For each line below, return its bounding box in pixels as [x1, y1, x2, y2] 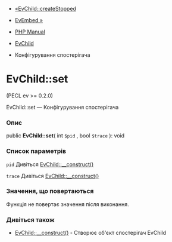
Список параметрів [6, 147, 67, 155]
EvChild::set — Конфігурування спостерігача [6, 103, 119, 111]
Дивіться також [6, 215, 55, 223]
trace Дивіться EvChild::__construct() [6, 172, 99, 179]
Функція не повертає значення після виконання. [6, 200, 129, 208]
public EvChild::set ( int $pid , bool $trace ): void [6, 132, 125, 139]
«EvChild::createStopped [14, 5, 76, 12]
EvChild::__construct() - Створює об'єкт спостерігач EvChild [14, 229, 167, 237]
